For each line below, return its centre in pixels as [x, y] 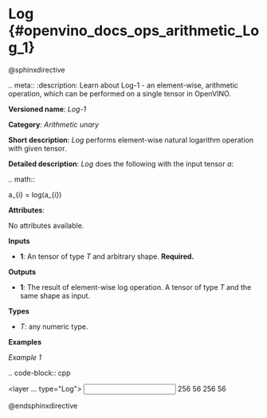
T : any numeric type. [54, 326]
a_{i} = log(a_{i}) [35, 194]
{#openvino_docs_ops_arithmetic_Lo [134, 31]
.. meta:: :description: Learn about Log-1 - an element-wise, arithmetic [124, 85]
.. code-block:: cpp [39, 373]
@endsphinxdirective [43, 405]
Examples [25, 342]
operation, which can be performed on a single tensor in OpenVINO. [120, 93]
